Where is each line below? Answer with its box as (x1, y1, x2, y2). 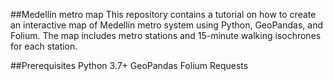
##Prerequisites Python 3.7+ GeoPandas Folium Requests (10, 60, 249, 71)
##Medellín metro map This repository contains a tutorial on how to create (10, 9, 317, 20)
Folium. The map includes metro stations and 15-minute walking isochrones (10, 30, 322, 41)
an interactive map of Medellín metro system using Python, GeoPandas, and (10, 19, 323, 31)
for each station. (10, 40, 78, 52)
